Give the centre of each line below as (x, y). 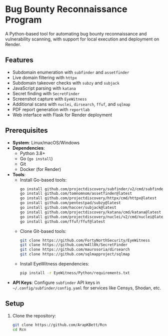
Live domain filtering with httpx (45, 77)
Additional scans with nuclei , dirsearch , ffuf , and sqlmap (71, 104)
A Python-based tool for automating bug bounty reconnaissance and (76, 34)
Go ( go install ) (36, 158)
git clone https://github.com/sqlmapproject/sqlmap (75, 254)
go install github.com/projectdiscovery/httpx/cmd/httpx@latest (88, 198)
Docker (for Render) (40, 169)
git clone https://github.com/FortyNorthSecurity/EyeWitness (85, 240)
